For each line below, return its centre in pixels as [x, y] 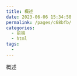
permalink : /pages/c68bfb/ [39, 22]
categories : [20, 28]
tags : [13, 44]
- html [19, 39]
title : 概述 [20, 11]
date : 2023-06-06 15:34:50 [39, 17]
